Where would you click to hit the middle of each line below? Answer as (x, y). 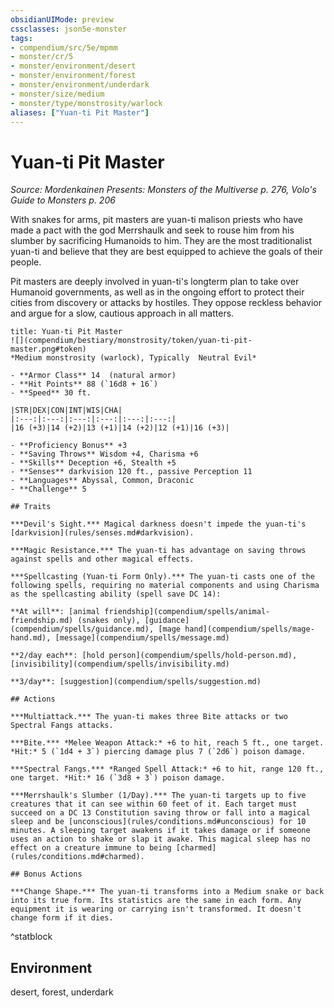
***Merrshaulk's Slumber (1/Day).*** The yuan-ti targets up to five (158, 796)
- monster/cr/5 (42, 57)
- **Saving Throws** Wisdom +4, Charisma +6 (104, 454)
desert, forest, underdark (62, 992)
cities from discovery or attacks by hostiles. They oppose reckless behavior (166, 303)
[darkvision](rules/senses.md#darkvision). (102, 533)
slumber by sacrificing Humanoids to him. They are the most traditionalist (161, 241)
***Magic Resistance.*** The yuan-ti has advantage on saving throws (158, 551)
